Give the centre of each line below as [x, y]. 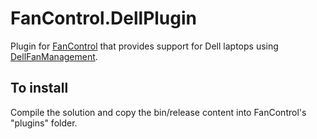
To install [39, 88]
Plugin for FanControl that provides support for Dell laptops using [144, 46]
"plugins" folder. [44, 123]
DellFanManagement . [54, 56]
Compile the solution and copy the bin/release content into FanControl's [158, 112]
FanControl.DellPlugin [104, 18]
